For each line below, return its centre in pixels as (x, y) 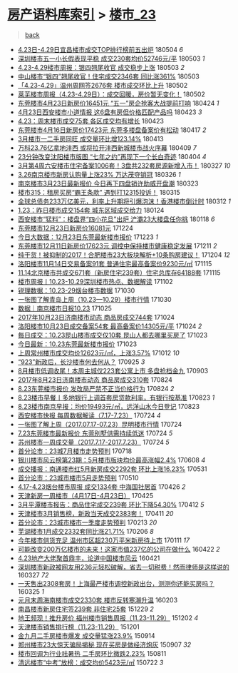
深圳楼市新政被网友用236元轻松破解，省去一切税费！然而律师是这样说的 (123, 567)
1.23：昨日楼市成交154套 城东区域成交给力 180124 (91, 210)
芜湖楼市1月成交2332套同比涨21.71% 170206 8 (86, 531)
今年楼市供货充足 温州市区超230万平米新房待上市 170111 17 (104, 540)
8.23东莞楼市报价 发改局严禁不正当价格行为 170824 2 (96, 388)
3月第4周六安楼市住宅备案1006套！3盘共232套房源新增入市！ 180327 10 (124, 166)
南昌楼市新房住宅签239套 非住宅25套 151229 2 (86, 609)
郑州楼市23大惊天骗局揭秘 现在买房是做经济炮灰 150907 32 (104, 644)
